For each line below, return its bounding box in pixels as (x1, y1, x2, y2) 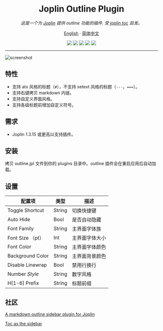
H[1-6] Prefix (7, 280, 39, 287)
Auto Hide (7, 216, 31, 223)
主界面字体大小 (72, 234, 106, 241)
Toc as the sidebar (5, 321, 42, 326)
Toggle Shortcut (7, 207, 45, 214)
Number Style (7, 271, 39, 278)
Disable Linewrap (7, 262, 47, 268)
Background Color (7, 252, 49, 259)
